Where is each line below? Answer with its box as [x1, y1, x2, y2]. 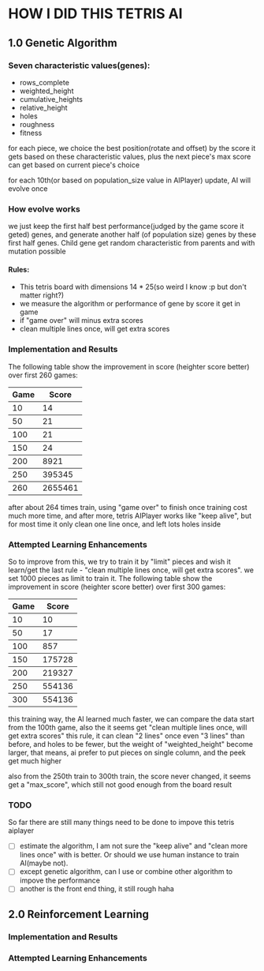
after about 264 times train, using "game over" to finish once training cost [8, 502, 248, 512]
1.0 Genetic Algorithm [8, 36, 117, 50]
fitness [19, 128, 43, 137]
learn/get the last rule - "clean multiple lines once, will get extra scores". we [8, 565, 255, 575]
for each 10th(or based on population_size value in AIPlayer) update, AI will [8, 175, 251, 185]
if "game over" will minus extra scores [19, 316, 143, 325]
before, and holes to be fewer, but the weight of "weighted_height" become [8, 739, 254, 748]
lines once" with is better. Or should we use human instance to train [19, 850, 240, 860]
